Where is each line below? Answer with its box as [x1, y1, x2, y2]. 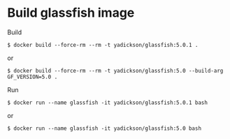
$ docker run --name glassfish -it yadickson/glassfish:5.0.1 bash [7, 99, 208, 106]
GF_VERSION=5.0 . [7, 73, 58, 80]
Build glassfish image [7, 5, 135, 21]
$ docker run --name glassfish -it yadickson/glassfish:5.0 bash [7, 124, 201, 132]
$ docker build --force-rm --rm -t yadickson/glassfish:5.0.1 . [7, 41, 199, 48]
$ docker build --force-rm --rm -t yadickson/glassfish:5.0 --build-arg [7, 67, 224, 74]
